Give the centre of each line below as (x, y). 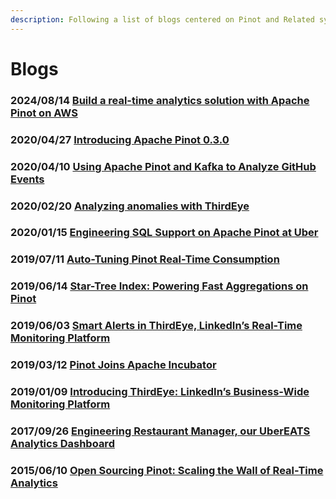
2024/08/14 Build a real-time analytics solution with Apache (160, 100)
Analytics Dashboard (62, 443)
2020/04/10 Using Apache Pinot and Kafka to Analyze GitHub (163, 166)
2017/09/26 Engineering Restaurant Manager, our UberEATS (160, 431)
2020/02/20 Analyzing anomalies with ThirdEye (130, 206)
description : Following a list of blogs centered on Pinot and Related (162, 19)
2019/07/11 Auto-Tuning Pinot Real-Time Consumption (145, 259)
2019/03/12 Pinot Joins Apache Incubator (113, 365)
